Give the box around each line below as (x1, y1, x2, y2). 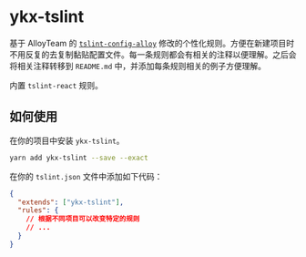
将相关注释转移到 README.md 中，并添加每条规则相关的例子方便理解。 (9, 60, 267, 71)
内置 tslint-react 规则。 (9, 79, 103, 90)
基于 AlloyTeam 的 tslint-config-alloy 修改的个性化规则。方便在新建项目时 (9, 37, 295, 48)
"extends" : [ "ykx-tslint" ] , (17, 198, 125, 207)
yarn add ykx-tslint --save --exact (9, 153, 148, 162)
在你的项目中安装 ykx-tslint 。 (9, 135, 125, 146)
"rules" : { (17, 206, 59, 215)
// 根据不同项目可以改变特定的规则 (25, 214, 140, 224)
